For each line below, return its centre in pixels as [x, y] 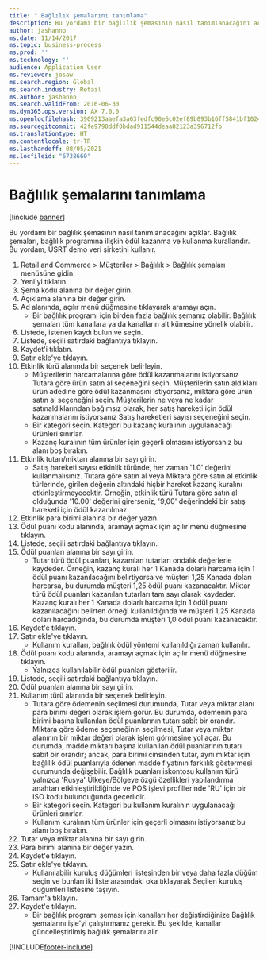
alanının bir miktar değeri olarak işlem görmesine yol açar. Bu [132, 738]
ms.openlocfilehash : [43, 119]
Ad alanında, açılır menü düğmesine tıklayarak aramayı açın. [118, 307]
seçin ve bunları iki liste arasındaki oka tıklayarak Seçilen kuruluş [138, 881]
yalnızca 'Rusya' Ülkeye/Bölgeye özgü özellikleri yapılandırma [133, 780]
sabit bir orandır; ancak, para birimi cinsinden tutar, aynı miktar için [141, 755]
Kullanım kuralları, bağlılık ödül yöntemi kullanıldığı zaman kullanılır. [141, 645]
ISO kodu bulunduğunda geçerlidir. [89, 797]
